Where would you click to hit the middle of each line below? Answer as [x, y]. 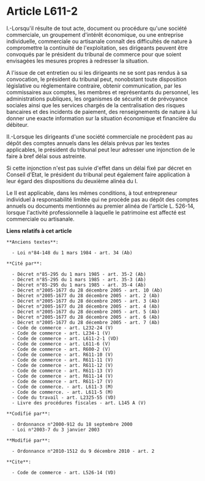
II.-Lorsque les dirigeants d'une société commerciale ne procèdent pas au [99, 137]
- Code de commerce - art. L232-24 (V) [63, 328]
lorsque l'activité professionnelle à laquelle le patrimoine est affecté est [96, 212]
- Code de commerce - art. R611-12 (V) [63, 365]
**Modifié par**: [28, 440]
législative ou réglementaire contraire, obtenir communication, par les [94, 85]
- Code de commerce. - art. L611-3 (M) [63, 387]
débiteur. [18, 124]
